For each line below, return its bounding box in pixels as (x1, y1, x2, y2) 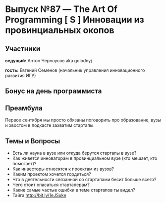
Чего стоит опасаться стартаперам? (12, 182, 90, 188)
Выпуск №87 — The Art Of (5, 3, 118, 15)
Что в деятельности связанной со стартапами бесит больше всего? (12, 177, 157, 183)
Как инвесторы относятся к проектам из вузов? (12, 166, 114, 172)
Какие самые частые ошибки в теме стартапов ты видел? (12, 187, 135, 193)
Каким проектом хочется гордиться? (12, 171, 91, 177)
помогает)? (12, 161, 37, 167)
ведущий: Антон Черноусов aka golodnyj (5, 58, 92, 63)
